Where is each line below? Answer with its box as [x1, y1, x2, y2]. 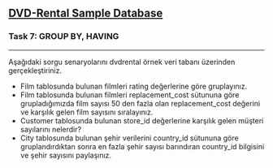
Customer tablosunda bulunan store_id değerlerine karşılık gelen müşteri [19, 115, 264, 125]
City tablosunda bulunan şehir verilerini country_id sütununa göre [19, 133, 239, 143]
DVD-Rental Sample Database [8, 6, 163, 20]
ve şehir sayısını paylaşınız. [19, 150, 112, 160]
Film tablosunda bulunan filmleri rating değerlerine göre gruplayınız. [19, 81, 248, 91]
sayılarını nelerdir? [19, 124, 82, 134]
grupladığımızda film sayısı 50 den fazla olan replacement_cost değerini [19, 98, 261, 108]
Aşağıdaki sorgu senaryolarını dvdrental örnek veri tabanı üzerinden [8, 57, 236, 67]
